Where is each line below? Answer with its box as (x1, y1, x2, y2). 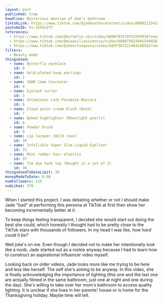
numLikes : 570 (5, 183, 34, 188)
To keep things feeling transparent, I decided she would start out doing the (5, 216, 154, 222)
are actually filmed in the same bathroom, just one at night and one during (5, 277, 153, 283)
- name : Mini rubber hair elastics (9, 152, 81, 157)
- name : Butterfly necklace (9, 61, 66, 66)
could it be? (5, 232, 29, 238)
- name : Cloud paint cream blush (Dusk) (9, 107, 92, 112)
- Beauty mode (9, 52, 38, 57)
